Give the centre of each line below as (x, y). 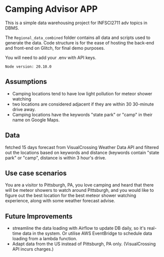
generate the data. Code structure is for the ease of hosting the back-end (80, 42)
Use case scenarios (36, 173)
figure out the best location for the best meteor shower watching (71, 195)
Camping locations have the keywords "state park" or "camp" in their (82, 114)
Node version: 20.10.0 (28, 67)
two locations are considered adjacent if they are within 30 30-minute (83, 104)
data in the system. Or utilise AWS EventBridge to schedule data (87, 233)
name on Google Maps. (36, 120)
